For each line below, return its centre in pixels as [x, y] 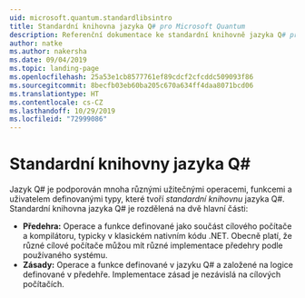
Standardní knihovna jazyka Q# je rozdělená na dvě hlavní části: [129, 209]
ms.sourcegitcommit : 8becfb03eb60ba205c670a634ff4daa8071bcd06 [132, 85]
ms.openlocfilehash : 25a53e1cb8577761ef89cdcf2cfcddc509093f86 [132, 77]
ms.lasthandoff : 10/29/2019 [63, 111]
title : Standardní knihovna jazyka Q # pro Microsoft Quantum [128, 26]
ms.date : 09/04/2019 [49, 60]
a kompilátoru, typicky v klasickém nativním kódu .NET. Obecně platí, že [157, 236]
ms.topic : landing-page [54, 69]
